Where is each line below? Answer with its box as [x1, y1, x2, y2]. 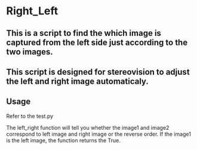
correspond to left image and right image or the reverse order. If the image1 [6, 130, 191, 137]
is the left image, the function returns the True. [6, 136, 121, 144]
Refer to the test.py [6, 112, 54, 120]
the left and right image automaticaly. [6, 76, 149, 86]
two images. [6, 47, 54, 57]
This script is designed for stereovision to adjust [6, 67, 190, 77]
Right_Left [6, 4, 59, 18]
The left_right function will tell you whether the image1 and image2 [6, 124, 170, 131]
